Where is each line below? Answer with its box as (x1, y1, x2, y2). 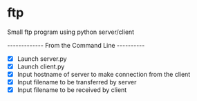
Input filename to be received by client (17, 86, 127, 94)
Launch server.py (17, 54, 67, 63)
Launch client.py (17, 62, 65, 71)
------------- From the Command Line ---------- (7, 41, 145, 49)
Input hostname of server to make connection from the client (17, 71, 191, 79)
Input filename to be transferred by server (17, 78, 137, 86)
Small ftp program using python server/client (7, 28, 135, 36)
